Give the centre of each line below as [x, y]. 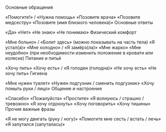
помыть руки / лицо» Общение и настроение [54, 89]
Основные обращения [29, 7]
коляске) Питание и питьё [33, 58]
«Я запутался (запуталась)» [35, 124]
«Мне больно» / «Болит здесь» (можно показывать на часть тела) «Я [80, 42]
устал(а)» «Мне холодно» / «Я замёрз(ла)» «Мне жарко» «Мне [73, 47]
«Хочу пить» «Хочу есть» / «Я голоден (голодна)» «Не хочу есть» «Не [81, 68]
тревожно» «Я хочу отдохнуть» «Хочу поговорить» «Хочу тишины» [78, 104]
